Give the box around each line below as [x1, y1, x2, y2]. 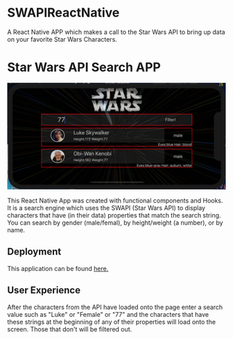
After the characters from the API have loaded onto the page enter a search [7, 303, 223, 311]
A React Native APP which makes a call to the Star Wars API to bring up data [7, 28, 225, 36]
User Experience [7, 284, 81, 296]
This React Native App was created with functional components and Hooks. [7, 196, 223, 205]
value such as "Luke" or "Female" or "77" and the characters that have [7, 310, 209, 318]
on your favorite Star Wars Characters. [7, 35, 118, 43]
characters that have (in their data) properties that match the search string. [7, 211, 221, 219]
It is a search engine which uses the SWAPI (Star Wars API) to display [7, 203, 206, 212]
